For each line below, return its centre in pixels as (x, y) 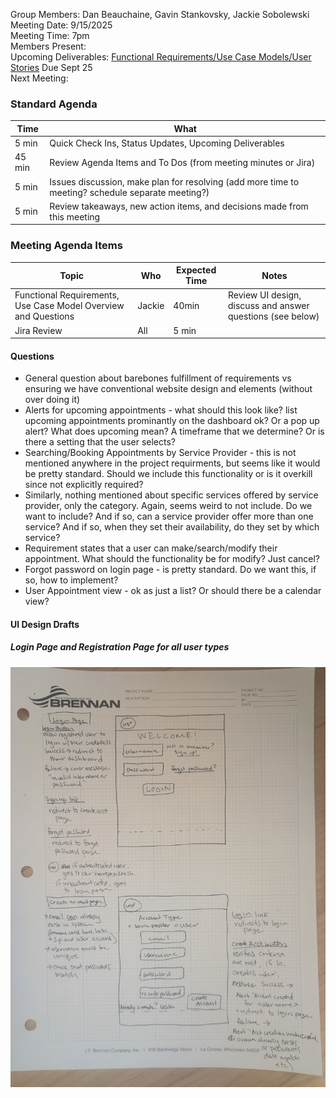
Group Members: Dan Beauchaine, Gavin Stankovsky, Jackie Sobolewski (160, 14)
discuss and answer (269, 306)
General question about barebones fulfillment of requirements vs (158, 378)
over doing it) (52, 400)
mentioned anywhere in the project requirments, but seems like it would (172, 463)
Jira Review (38, 330)
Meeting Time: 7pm (50, 35)
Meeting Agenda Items (66, 246)
